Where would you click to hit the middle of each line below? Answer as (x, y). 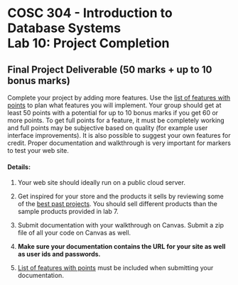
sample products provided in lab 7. (68, 212)
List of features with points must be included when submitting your (115, 268)
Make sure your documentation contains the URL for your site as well (121, 247)
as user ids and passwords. (59, 254)
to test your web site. (38, 150)
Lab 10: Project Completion (88, 43)
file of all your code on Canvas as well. (74, 233)
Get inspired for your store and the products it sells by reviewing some (120, 196)
